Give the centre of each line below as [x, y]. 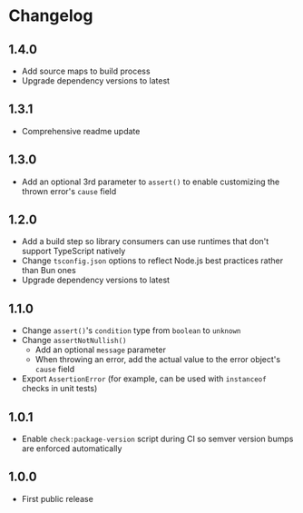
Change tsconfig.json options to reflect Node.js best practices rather [152, 261]
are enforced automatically [72, 449]
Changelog [51, 16]
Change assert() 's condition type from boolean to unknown [131, 330]
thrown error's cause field [69, 191]
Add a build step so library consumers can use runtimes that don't [145, 242]
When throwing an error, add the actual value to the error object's [158, 360]
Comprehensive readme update [81, 131]
